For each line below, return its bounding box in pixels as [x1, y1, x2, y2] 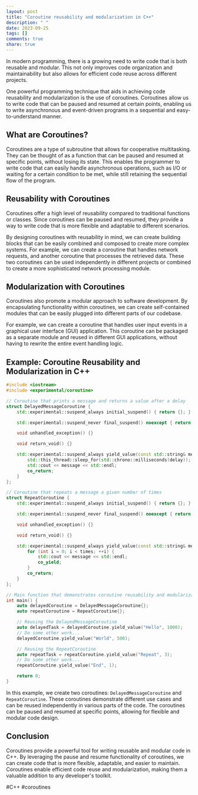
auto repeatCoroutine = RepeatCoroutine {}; [16, 608, 126, 614]
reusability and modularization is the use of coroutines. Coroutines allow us [6, 94, 189, 101]
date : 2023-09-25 [6, 25, 49, 31]
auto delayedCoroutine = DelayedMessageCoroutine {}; [16, 603, 149, 609]
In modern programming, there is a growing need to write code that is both [6, 57, 187, 65]
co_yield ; [37, 559, 62, 565]
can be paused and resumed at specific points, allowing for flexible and [6, 708, 180, 715]
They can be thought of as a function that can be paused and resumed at [6, 151, 184, 159]
